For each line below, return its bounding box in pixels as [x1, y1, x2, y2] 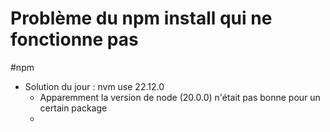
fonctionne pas [10, 28, 139, 51]
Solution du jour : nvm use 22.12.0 [24, 80, 165, 92]
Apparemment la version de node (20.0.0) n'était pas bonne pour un [39, 91, 321, 103]
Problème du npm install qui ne [10, 7, 273, 30]
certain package [39, 102, 108, 114]
